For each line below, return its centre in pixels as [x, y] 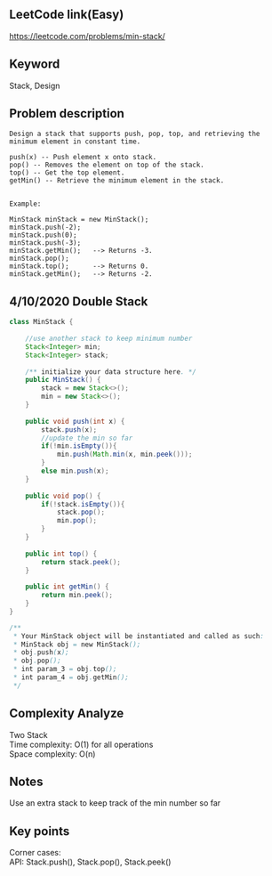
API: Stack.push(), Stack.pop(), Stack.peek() [90, 862]
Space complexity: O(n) [52, 754]
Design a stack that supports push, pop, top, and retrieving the [135, 134]
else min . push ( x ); [75, 471]
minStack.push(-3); [45, 243]
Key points [40, 831]
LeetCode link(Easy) [67, 15]
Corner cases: [35, 853]
